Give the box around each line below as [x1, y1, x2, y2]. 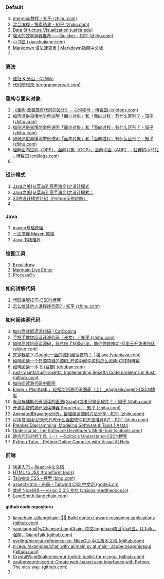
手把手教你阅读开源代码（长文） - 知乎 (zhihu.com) [12, 335, 115, 341]
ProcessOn [12, 272, 36, 278]
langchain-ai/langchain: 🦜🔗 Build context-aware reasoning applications [12, 515, 155, 521]
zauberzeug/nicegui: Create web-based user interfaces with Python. [12, 559, 150, 564]
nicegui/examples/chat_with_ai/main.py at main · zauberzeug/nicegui [12, 543, 151, 549]
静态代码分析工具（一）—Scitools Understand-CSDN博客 [12, 434, 128, 439]
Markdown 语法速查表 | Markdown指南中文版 [12, 45, 103, 51]
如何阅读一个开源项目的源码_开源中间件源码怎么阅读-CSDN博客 [12, 358, 140, 364]
